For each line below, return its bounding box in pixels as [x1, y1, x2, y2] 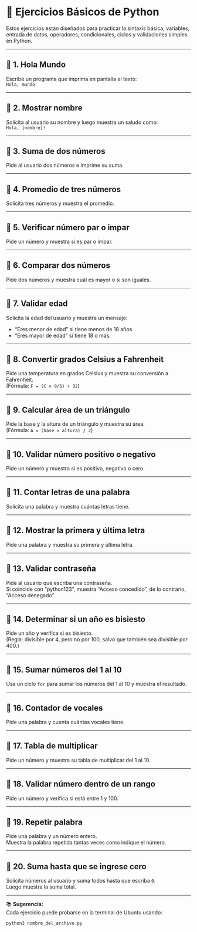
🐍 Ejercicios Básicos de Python [6, 5, 159, 19]
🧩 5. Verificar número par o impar [6, 223, 130, 233]
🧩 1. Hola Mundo [6, 60, 66, 70]
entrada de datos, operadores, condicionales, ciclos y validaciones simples [6, 31, 188, 38]
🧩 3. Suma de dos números [6, 146, 106, 156]
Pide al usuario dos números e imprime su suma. [6, 161, 124, 169]
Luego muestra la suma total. [6, 883, 76, 890]
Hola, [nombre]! [6, 125, 46, 131]
